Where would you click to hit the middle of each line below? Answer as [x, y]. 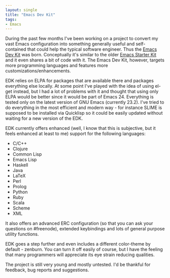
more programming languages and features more [57, 65]
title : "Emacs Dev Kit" [30, 15]
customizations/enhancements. [38, 71]
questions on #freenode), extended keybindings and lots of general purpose [85, 229]
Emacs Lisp [25, 160]
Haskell [20, 165]
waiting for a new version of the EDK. [44, 118]
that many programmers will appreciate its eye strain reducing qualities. [80, 255]
